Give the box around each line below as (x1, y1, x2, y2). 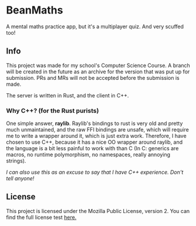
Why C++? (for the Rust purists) (6, 106, 99, 114)
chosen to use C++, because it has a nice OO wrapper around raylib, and (6, 139, 183, 146)
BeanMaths (6, 4, 63, 17)
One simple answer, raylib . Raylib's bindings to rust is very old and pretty (6, 120, 183, 127)
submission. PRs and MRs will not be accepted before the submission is (6, 74, 180, 81)
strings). (6, 157, 26, 164)
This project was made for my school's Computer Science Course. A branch (6, 62, 191, 69)
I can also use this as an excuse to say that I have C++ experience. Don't (6, 168, 184, 176)
